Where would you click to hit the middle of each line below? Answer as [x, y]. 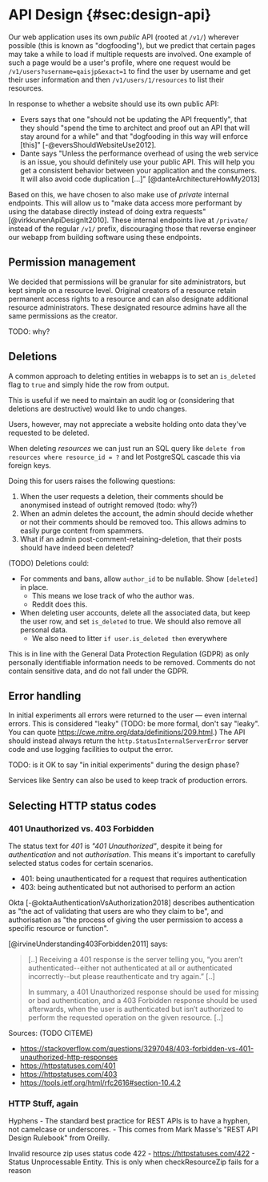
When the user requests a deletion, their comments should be [122, 496]
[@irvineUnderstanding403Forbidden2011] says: [88, 944]
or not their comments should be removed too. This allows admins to [133, 522]
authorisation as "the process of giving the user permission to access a [126, 920]
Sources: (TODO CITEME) [51, 1034]
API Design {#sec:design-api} [110, 15]
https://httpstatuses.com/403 [68, 1074]
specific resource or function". [58, 928]
